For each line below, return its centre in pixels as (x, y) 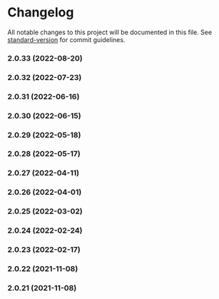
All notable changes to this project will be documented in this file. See (110, 32)
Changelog (41, 12)
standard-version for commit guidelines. (66, 39)
